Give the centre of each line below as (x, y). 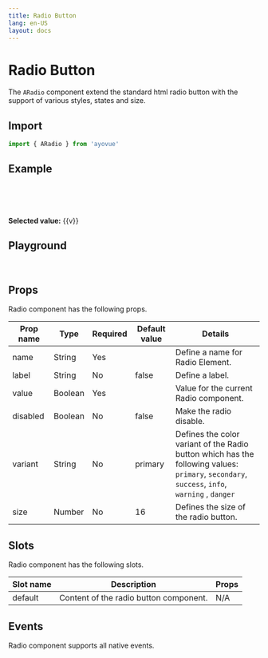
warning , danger (205, 494)
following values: (207, 464)
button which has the (215, 454)
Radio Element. (203, 363)
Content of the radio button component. (134, 598)
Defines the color (207, 434)
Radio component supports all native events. (81, 646)
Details (216, 334)
